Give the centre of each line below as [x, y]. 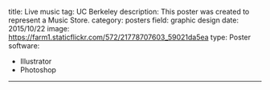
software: [24, 46]
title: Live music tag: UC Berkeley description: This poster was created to [129, 12]
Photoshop [38, 70]
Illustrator [36, 61]
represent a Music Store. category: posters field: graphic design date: [124, 20]
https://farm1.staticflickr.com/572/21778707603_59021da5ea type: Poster [130, 37]
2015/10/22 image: [39, 29]
